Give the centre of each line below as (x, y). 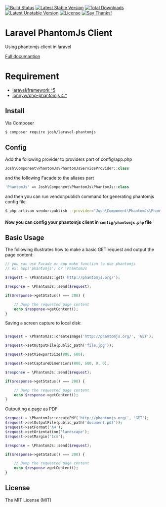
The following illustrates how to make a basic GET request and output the (80, 250)
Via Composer (20, 123)
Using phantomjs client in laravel (38, 47)
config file (15, 202)
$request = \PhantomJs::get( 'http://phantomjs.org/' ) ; (63, 278)
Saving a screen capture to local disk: (43, 323)
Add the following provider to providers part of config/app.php (69, 159)
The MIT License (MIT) (28, 500)
